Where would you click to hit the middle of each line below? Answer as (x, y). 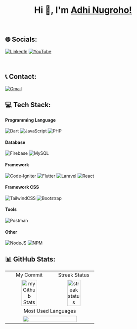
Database (15, 142)
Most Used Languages (50, 311)
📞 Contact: (21, 77)
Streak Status (74, 275)
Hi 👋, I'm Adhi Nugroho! (83, 10)
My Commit (29, 275)
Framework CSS (22, 187)
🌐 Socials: (21, 39)
